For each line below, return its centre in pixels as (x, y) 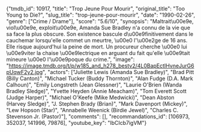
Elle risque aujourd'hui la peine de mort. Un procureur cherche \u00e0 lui (97, 47)
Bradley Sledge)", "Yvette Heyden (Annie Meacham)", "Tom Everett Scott (97, 91)
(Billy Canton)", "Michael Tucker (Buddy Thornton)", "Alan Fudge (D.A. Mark (100, 78)
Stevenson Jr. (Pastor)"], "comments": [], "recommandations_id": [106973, (98, 116)
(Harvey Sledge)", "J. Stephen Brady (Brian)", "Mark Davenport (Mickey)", (97, 104)
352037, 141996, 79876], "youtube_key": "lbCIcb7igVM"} (76, 123)
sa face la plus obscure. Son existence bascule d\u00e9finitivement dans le (100, 34)
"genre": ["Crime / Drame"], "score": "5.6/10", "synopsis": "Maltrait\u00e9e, (100, 21)
